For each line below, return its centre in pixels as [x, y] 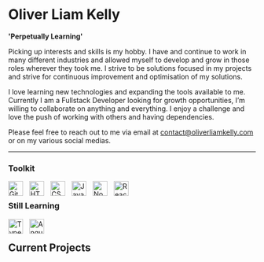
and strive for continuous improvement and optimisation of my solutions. [125, 76]
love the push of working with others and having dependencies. [111, 116]
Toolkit [22, 168]
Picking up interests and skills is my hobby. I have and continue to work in [127, 51]
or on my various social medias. [60, 140]
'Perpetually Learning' [46, 36]
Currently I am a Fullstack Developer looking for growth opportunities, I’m [126, 100]
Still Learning [34, 206]
